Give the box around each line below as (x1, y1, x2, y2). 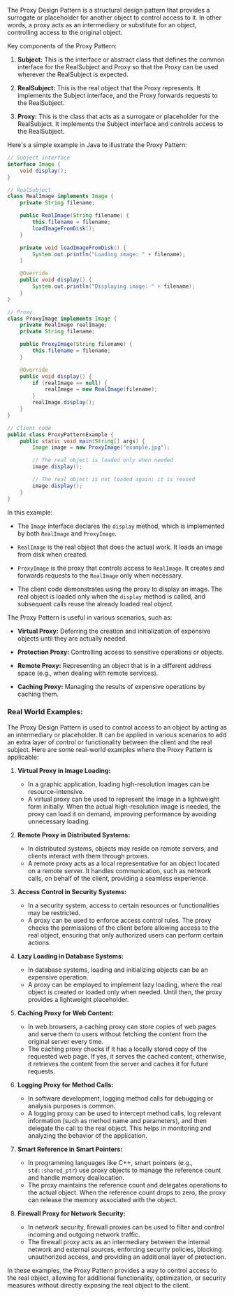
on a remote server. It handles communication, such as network (27, 866, 212, 875)
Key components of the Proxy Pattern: (7, 42, 117, 50)
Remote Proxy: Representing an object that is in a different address (17, 661, 212, 669)
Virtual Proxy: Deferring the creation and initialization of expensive (17, 627, 211, 635)
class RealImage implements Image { (7, 193, 114, 200)
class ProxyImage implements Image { (7, 315, 117, 322)
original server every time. (27, 1037, 103, 1045)
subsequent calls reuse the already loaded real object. (17, 599, 175, 608)
